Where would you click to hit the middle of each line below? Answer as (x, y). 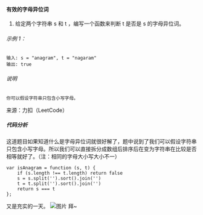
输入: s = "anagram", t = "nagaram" (51, 58)
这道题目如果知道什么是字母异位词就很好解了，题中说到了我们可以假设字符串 (101, 141)
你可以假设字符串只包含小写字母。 (42, 98)
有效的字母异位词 (27, 9)
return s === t (36, 189)
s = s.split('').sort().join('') (59, 178)
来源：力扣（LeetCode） (37, 110)
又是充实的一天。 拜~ (42, 206)
